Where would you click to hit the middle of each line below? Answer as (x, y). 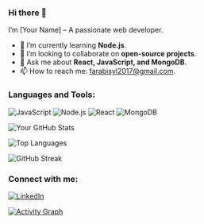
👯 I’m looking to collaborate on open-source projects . (108, 54)
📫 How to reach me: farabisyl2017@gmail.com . (98, 71)
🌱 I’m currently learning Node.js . (73, 45)
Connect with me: (43, 179)
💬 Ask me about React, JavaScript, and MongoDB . (103, 62)
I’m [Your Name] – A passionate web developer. (86, 30)
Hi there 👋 (28, 13)
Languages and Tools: (52, 95)
